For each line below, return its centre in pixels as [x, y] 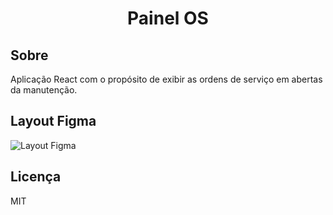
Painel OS [168, 18]
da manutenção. [44, 90]
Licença [36, 177]
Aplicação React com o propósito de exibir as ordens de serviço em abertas [166, 79]
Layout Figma [53, 121]
